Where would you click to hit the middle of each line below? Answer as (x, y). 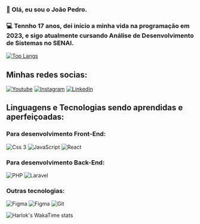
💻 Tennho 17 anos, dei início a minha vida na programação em (98, 26)
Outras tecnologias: (36, 191)
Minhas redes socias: (47, 75)
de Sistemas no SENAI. (40, 43)
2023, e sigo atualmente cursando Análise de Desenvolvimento (100, 35)
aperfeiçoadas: (35, 117)
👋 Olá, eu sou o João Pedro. (47, 10)
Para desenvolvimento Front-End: (56, 134)
